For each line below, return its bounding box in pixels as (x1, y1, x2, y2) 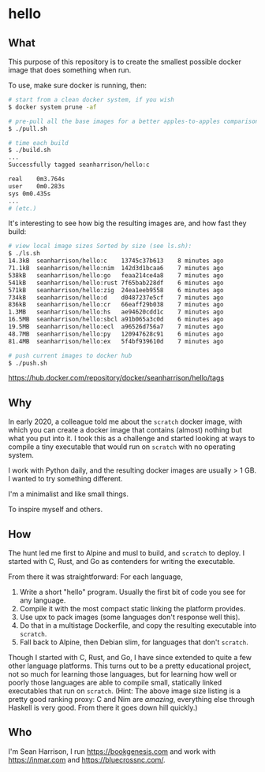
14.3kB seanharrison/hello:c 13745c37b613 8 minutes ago (8, 257, 224, 265)
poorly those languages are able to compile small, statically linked (8, 678, 222, 687)
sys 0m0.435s (8, 190, 51, 198)
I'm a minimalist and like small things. (8, 489, 129, 499)
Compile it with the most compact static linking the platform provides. (19, 604, 246, 613)
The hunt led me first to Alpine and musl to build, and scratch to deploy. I (8, 548, 245, 558)
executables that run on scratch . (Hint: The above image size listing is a (8, 686, 241, 696)
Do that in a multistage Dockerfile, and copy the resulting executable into (19, 621, 257, 630)
